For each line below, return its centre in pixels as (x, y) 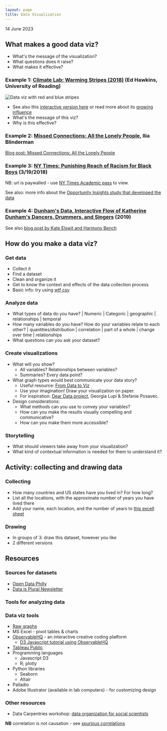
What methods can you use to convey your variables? (75, 406)
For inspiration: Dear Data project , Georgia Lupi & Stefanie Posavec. (89, 396)
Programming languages (38, 653)
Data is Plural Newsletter (38, 589)
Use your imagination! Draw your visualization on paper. (77, 391)
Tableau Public (28, 647)
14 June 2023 (19, 28)
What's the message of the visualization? (55, 56)
